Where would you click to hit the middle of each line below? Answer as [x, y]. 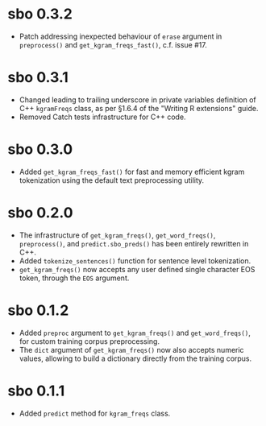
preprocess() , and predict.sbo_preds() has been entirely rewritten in [134, 243]
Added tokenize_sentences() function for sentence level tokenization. [135, 261]
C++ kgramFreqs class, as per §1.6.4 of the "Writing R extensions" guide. [139, 108]
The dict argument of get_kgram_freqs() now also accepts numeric [131, 349]
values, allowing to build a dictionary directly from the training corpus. [135, 358]
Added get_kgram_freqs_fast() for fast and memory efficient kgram [132, 172]
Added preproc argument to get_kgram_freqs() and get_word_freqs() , [135, 333]
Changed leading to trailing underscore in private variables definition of [137, 99]
